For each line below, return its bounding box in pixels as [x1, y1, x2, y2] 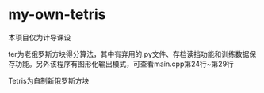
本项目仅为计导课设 [8, 32, 71, 42]
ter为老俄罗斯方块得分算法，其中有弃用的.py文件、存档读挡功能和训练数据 [8, 49, 250, 58]
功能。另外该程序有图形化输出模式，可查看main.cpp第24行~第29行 [14, 59, 234, 69]
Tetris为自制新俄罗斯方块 [8, 76, 90, 85]
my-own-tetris [8, 6, 106, 24]
